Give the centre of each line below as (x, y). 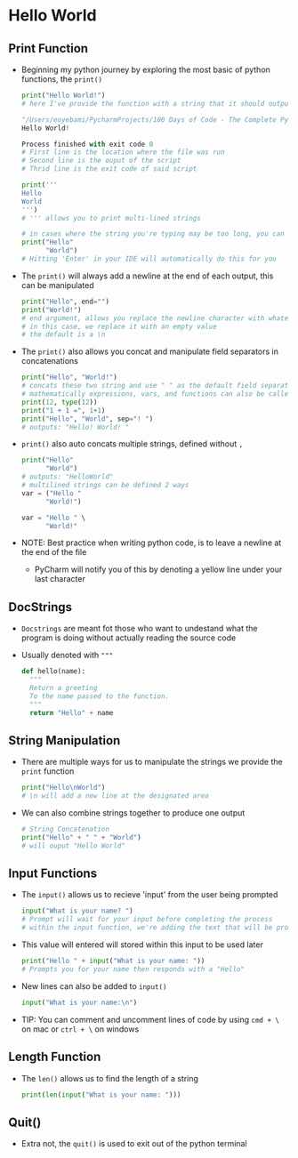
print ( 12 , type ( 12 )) (59, 402)
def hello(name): (53, 671)
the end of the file (54, 552)
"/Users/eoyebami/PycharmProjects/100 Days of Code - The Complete (149, 120)
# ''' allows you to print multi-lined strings (111, 218)
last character (60, 579)
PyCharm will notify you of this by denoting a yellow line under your (158, 569)
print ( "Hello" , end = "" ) (65, 302)
